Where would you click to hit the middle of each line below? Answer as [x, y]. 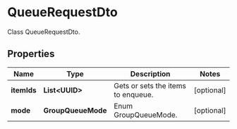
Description [150, 73]
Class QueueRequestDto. [44, 32]
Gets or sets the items [150, 85]
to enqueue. [134, 94]
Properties [31, 54]
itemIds [24, 90]
